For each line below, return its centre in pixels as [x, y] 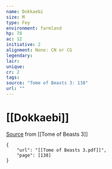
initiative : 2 [24, 45]
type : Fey [18, 22]
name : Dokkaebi [25, 12]
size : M [16, 17]
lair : [13, 61]
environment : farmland [34, 28]
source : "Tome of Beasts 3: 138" [47, 83]
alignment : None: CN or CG [39, 50]
